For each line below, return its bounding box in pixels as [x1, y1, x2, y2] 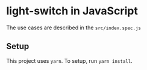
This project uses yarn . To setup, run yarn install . [6, 57, 133, 64]
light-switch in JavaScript [6, 4, 139, 18]
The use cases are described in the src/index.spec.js [6, 24, 142, 31]
